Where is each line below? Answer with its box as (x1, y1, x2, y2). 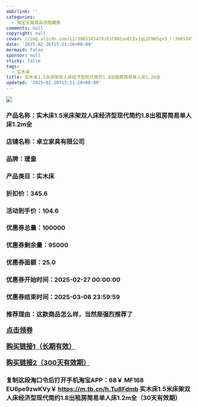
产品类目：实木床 (6, 172, 55, 180)
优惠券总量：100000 (6, 224, 66, 232)
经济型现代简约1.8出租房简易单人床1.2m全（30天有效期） (18, 393, 181, 402)
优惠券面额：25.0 (6, 259, 56, 267)
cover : (6, 36, 22, 42)
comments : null (6, 25, 44, 31)
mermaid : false (6, 47, 44, 53)
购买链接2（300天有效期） (6, 359, 90, 367)
